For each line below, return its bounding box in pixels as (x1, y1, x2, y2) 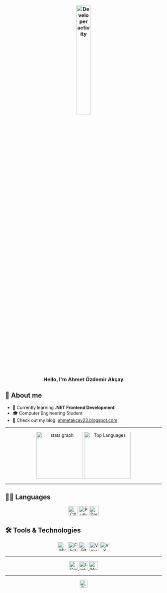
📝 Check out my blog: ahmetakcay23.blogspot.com (12, 417, 118, 423)
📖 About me (5, 391, 42, 400)
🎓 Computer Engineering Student (12, 410, 83, 416)
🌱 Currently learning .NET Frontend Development (12, 404, 115, 410)
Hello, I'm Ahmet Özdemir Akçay (43, 376, 124, 383)
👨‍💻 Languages (5, 493, 51, 501)
